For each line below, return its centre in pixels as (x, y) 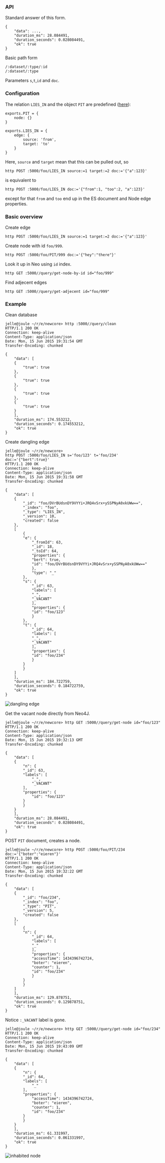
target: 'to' (36, 144)
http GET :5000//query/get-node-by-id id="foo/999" (59, 273)
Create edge (18, 227)
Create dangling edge (27, 442)
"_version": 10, (40, 516)
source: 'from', (40, 139)
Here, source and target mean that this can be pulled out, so (67, 162)
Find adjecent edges (26, 282)
